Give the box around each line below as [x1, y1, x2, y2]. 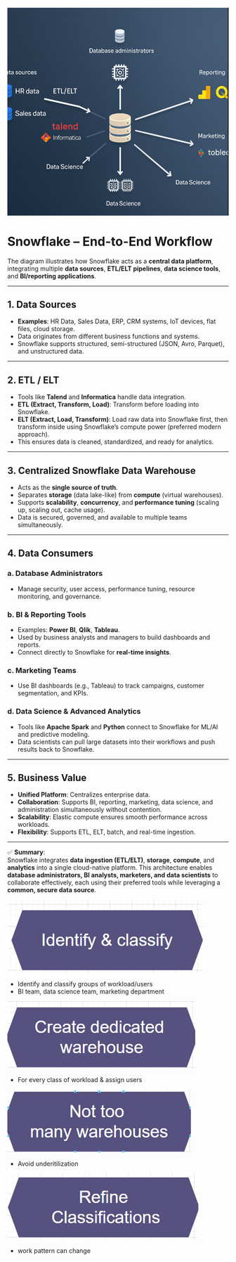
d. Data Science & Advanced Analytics [7, 707, 141, 716]
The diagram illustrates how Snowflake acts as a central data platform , [7, 257, 214, 265]
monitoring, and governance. [17, 592, 102, 600]
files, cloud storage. [17, 325, 75, 333]
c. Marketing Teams [7, 665, 77, 675]
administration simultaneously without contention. [17, 806, 162, 814]
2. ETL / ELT [7, 374, 60, 386]
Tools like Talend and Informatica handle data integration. [17, 393, 186, 401]
